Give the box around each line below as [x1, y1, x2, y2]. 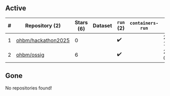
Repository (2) [25, 22, 61, 29]
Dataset [93, 22, 112, 29]
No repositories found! [5, 85, 52, 91]
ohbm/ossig [16, 51, 45, 58]
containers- [130, 20, 158, 26]
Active [5, 4, 26, 13]
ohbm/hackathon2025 [16, 37, 70, 44]
